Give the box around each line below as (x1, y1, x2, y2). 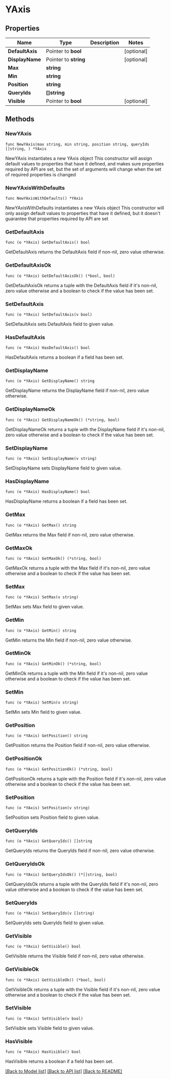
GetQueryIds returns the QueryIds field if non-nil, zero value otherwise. (5, 848, 156, 854)
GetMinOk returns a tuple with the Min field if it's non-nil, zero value (5, 670, 148, 676)
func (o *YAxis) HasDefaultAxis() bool (5, 345, 90, 350)
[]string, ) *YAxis (5, 146, 47, 151)
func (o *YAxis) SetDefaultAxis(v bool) (5, 312, 93, 317)
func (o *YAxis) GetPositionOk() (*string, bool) (5, 766, 113, 772)
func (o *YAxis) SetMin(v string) (5, 700, 79, 706)
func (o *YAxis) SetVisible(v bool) (5, 1016, 83, 1021)
